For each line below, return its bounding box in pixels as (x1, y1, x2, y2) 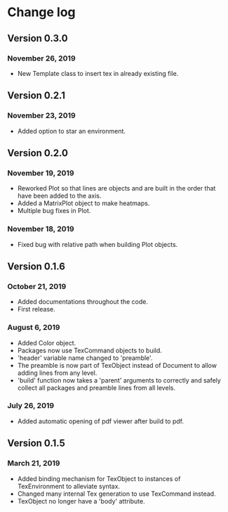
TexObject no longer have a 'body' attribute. (17, 497, 145, 505)
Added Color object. (17, 338, 76, 347)
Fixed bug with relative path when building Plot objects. (17, 240, 178, 248)
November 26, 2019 (7, 53, 76, 63)
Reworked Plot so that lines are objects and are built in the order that (17, 184, 216, 193)
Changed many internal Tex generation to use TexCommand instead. (17, 489, 216, 498)
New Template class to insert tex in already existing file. (17, 69, 179, 77)
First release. (17, 305, 55, 314)
